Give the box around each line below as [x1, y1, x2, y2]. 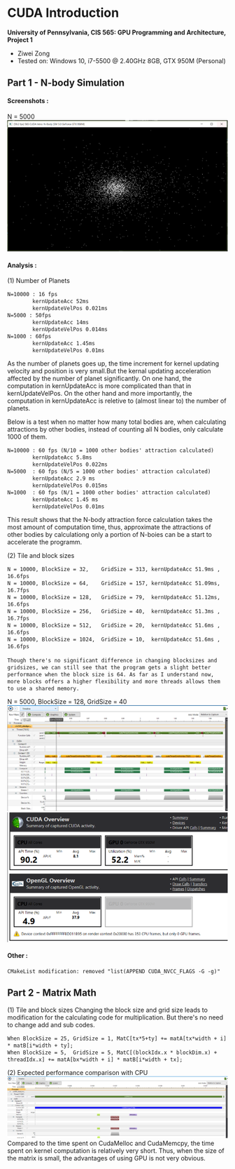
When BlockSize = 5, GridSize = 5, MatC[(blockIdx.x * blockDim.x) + [7, 1049, 218, 1056]
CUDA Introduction [7, 5, 120, 21]
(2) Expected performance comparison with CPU [7, 1068, 148, 1076]
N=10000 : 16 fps [7, 291, 58, 298]
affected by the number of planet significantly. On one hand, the [7, 374, 192, 383]
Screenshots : [7, 96, 49, 105]
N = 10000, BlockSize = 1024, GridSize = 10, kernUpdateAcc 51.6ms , [7, 636, 220, 643]
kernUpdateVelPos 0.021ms [32, 305, 108, 312]
